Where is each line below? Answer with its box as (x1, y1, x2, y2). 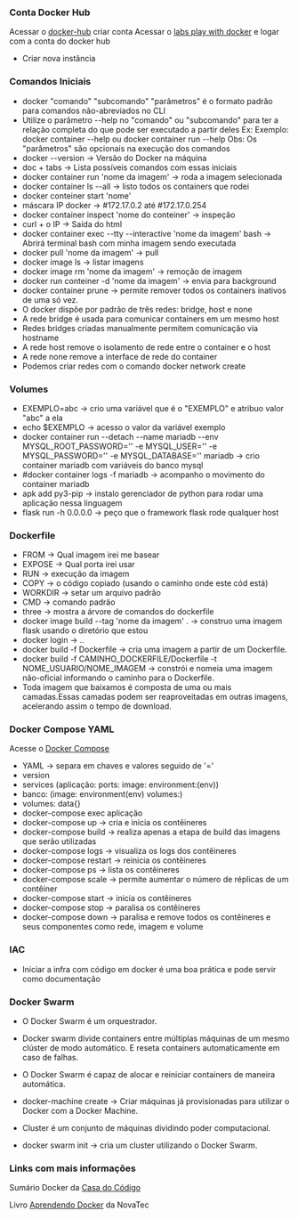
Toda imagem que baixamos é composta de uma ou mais (21, 682, 232, 693)
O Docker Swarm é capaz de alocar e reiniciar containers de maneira (21, 1069, 276, 1080)
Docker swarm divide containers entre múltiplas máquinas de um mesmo (21, 1033, 290, 1044)
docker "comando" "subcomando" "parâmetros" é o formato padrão (21, 95, 273, 106)
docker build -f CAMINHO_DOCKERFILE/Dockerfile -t (21, 654, 218, 664)
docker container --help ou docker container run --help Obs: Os (21, 134, 258, 144)
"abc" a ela (21, 412, 64, 423)
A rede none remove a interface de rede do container (21, 351, 218, 362)
